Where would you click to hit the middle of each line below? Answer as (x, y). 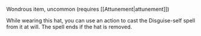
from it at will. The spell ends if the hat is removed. (69, 27)
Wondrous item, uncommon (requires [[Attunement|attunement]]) (88, 9)
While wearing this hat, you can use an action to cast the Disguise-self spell (101, 20)
